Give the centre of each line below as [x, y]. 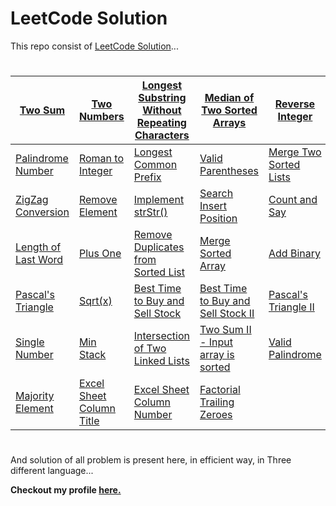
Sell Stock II [227, 314]
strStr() [150, 212]
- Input [216, 342]
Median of [229, 98]
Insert [213, 206]
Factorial [220, 390]
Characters [162, 135]
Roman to [101, 159]
